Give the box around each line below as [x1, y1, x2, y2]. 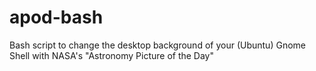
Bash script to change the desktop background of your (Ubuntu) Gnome [9, 39, 306, 51]
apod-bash [9, 6, 104, 29]
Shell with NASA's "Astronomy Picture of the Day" [9, 49, 215, 61]
